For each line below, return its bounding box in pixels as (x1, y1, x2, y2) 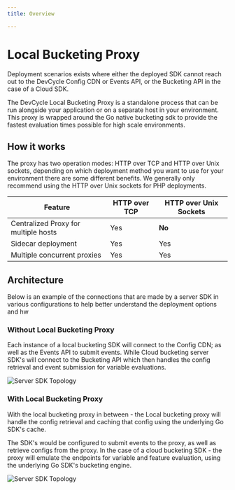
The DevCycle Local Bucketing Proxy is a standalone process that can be (7, 98, 218, 106)
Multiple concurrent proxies (10, 250, 101, 260)
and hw (7, 307, 29, 316)
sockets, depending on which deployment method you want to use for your (7, 167, 224, 175)
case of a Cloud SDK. (7, 85, 69, 93)
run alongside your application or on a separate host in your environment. (7, 106, 219, 114)
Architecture (7, 274, 64, 286)
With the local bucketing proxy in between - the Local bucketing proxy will (7, 410, 222, 419)
